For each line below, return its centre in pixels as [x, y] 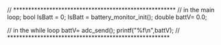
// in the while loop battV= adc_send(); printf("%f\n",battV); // [94, 30]
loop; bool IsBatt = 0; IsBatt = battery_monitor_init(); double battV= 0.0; [107, 17]
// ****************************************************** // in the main [111, 10]
